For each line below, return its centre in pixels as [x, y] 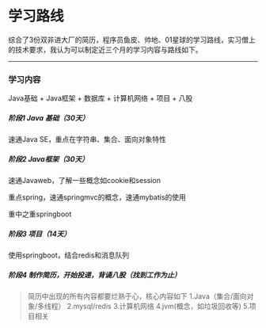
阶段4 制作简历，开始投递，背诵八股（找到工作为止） [95, 275]
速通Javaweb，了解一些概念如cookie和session [84, 181]
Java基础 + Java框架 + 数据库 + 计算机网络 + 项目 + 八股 [101, 98]
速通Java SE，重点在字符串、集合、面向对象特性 [87, 139]
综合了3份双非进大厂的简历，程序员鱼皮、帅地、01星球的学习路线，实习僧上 [132, 40]
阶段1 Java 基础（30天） [49, 118]
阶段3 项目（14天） [40, 234]
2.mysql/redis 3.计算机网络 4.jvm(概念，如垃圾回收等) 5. [158, 307]
